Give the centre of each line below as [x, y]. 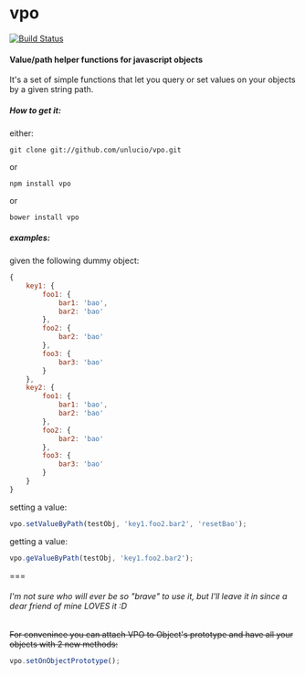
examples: [30, 237]
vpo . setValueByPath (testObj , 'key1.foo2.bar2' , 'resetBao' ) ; [128, 523]
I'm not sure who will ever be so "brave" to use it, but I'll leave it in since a [148, 596]
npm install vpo [40, 184]
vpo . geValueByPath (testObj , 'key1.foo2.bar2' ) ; [102, 558]
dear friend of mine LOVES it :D [68, 606]
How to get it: [36, 110]
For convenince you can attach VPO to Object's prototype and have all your [152, 634]
